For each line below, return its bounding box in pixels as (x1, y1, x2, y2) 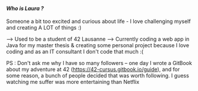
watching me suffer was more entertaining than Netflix (6, 79, 140, 86)
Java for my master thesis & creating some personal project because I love (6, 42, 189, 49)
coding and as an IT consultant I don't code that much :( (6, 48, 144, 56)
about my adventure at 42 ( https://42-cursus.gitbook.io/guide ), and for (6, 66, 180, 73)
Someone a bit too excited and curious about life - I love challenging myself (6, 18, 191, 25)
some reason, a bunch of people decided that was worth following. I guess (6, 72, 189, 79)
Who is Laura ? (6, 5, 44, 12)
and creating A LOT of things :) (6, 24, 82, 31)
